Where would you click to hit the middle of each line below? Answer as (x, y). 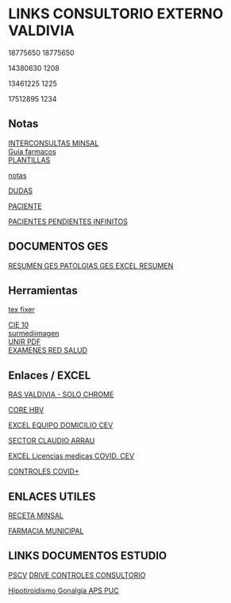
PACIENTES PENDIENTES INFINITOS (68, 221)
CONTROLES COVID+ (44, 472)
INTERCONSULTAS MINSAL (54, 143)
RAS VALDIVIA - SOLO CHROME (61, 395)
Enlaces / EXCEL (50, 375)
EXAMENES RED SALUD (48, 350)
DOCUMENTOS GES (58, 247)
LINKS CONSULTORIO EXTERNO (116, 14)
